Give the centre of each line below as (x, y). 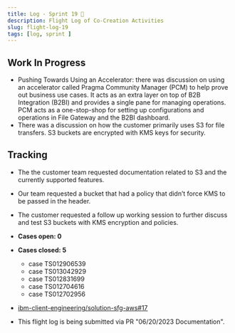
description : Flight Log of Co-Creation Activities (85, 21)
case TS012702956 (57, 294)
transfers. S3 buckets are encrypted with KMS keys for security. (112, 133)
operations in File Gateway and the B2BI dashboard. (94, 117)
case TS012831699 (57, 279)
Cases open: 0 (40, 236)
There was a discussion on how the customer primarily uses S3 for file (121, 125)
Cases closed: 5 (42, 250)
